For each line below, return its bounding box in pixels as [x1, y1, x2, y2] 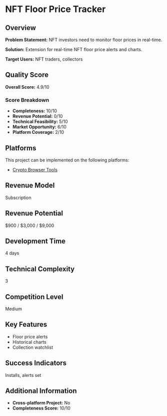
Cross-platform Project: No [12, 400, 70, 406]
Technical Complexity [5, 265, 75, 273]
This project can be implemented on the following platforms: [5, 157, 129, 163]
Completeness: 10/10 [12, 108, 57, 114]
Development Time [5, 237, 66, 245]
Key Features [5, 320, 47, 329]
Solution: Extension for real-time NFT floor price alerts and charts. [5, 47, 142, 52]
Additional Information [5, 387, 77, 395]
